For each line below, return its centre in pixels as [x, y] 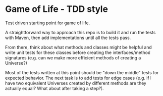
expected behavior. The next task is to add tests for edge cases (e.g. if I [79, 78]
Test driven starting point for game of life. [48, 23]
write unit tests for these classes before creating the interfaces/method [78, 52]
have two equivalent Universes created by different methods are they [76, 83]
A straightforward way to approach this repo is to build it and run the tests [81, 32]
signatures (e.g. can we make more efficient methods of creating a [73, 57]
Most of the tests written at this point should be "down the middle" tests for [82, 72]
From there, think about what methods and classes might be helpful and [79, 47]
